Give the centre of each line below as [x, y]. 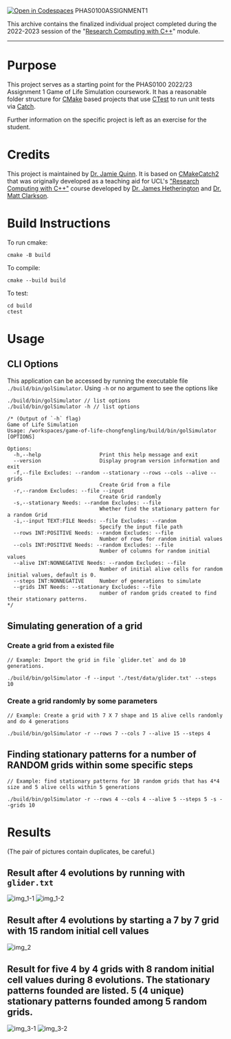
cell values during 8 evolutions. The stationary [109, 980]
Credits [29, 155]
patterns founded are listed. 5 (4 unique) [96, 991]
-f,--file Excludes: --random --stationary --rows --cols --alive [110, 473]
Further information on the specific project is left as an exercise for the [107, 120]
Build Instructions [59, 224]
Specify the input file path [141, 527]
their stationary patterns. [47, 599]
